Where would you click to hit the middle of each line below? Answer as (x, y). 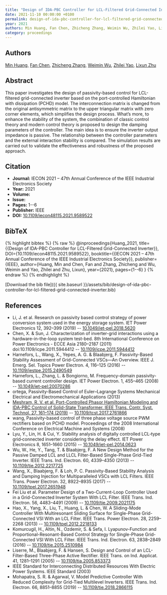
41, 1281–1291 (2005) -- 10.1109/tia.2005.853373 (61, 561)
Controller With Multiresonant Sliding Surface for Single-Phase (76, 513)
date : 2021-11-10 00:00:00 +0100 (40, 14)
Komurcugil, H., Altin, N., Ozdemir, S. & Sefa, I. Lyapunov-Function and (84, 529)
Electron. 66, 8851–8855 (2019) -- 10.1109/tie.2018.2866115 (73, 588)
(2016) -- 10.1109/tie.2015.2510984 (48, 545)
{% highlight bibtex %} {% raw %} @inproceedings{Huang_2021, (72, 243)
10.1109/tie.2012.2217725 (38, 466)
